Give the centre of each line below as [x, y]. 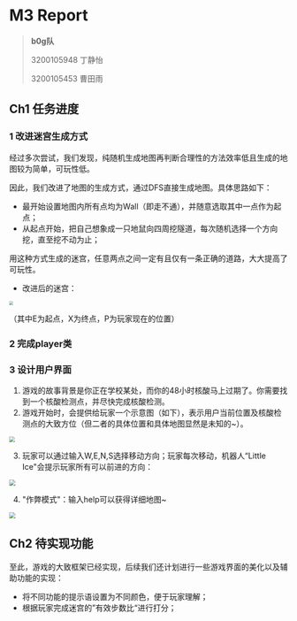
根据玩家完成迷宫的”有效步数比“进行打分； [99, 608]
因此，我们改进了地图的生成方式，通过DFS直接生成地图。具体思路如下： [141, 188]
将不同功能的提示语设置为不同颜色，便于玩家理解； [115, 596]
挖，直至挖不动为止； [61, 239]
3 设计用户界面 [41, 370]
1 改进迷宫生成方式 [49, 136]
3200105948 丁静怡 [67, 59]
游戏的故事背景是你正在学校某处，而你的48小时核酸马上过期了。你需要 [151, 391]
